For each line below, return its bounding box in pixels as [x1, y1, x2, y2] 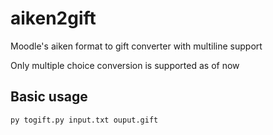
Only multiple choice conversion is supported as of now [10, 59, 240, 71]
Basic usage [10, 88, 88, 106]
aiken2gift [10, 7, 97, 30]
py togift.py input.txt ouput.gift [10, 115, 159, 125]
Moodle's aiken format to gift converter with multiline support [10, 40, 263, 52]
